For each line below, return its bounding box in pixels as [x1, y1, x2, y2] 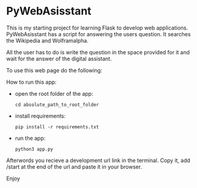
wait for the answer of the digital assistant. [6, 55, 112, 62]
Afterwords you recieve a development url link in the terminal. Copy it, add [6, 157, 191, 164]
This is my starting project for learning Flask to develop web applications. [6, 24, 189, 31]
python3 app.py [14, 146, 54, 152]
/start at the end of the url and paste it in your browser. [6, 163, 143, 170]
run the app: [14, 134, 46, 142]
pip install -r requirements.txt [14, 124, 99, 130]
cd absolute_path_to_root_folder [14, 101, 99, 108]
